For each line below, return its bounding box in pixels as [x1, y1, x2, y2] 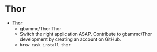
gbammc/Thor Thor [19, 25, 62, 31]
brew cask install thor [19, 42, 71, 47]
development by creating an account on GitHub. [19, 36, 121, 42]
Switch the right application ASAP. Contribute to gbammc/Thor [19, 31, 152, 37]
